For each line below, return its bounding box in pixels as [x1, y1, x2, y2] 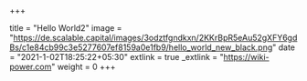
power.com [9, 61, 52, 72]
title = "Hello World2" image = [9, 23, 122, 33]
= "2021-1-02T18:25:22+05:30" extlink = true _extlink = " [9, 52, 224, 62]
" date [272, 42, 295, 53]
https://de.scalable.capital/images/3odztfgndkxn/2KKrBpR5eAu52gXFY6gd [13, 33, 298, 43]
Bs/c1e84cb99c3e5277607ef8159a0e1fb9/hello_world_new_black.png [9, 42, 273, 53]
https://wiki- [223, 52, 270, 62]
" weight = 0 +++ [51, 61, 116, 72]
